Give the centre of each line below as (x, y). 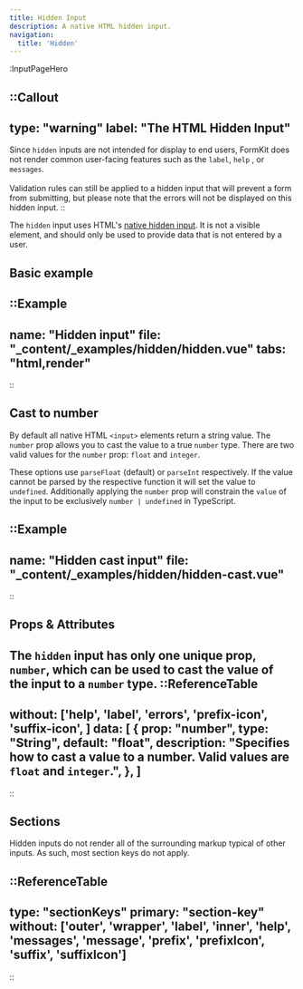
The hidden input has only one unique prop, (133, 655)
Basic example (51, 273)
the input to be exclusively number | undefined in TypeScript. (123, 500)
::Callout (34, 97)
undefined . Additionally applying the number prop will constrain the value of (148, 491)
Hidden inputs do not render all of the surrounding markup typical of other (148, 843)
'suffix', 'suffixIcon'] (68, 955)
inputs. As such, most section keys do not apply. (99, 853)
